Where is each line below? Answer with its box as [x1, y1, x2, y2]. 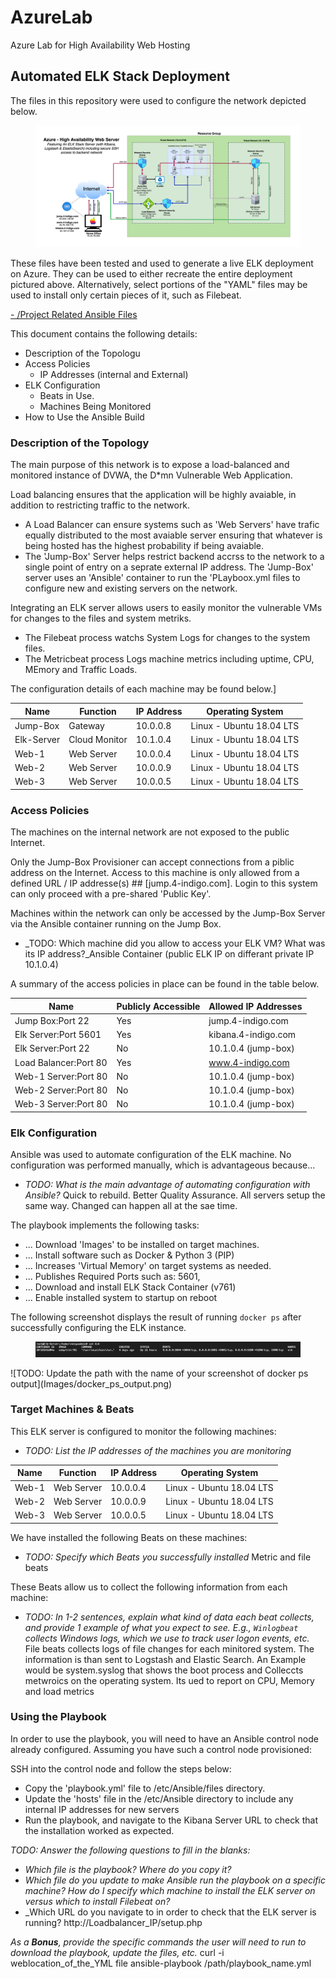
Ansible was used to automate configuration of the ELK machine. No [10, 1149, 292, 1161]
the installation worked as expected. [24, 1824, 175, 1836]
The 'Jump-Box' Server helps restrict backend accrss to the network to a [24, 551, 325, 563]
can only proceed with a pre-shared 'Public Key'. [10, 888, 212, 900]
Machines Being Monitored [39, 401, 152, 413]
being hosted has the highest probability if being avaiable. [24, 540, 265, 552]
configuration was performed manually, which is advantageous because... [10, 1159, 316, 1171]
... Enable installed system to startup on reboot [24, 1292, 218, 1304]
